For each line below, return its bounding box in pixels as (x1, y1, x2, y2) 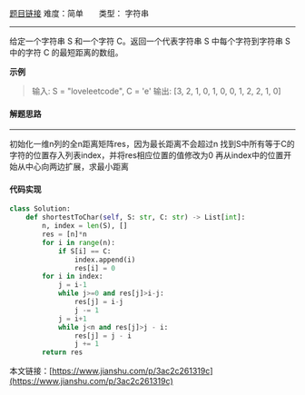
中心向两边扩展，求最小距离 (25, 162, 129, 173)
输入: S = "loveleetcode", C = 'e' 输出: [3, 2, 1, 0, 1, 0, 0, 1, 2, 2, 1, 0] (31, 85, 281, 96)
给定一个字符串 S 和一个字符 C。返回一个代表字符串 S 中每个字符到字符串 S (9, 35, 290, 46)
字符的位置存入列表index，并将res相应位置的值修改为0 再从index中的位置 (9, 150, 284, 161)
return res (42, 348, 84, 357)
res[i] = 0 (74, 263, 116, 272)
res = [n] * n (42, 230, 88, 239)
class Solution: (9, 204, 71, 213)
